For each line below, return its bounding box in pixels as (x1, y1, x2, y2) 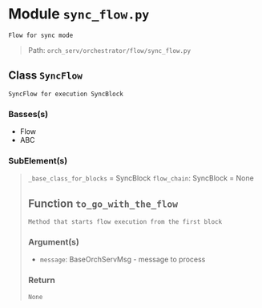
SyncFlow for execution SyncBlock (8, 90, 124, 98)
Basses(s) (8, 108, 49, 120)
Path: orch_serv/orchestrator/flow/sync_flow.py (27, 45, 191, 55)
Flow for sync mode (8, 31, 74, 39)
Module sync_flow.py (8, 5, 150, 23)
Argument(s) (27, 237, 80, 248)
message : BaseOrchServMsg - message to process (39, 254, 206, 265)
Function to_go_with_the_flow (27, 197, 179, 210)
